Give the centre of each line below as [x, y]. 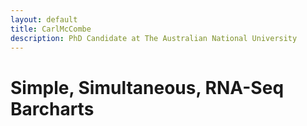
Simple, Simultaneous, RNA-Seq [147, 87]
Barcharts [52, 108]
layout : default [44, 19]
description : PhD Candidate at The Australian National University [154, 38]
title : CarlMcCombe [51, 29]
